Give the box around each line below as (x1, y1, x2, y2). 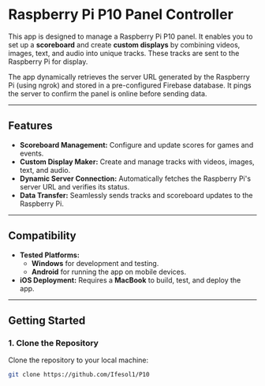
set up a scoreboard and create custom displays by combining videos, (8, 39, 241, 49)
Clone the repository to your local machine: (8, 355, 149, 365)
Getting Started (8, 313, 86, 327)
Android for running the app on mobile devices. (31, 267, 187, 276)
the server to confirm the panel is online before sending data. (8, 88, 207, 98)
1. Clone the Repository (8, 337, 99, 348)
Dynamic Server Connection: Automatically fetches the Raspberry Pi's (19, 174, 251, 183)
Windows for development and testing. (31, 258, 159, 268)
